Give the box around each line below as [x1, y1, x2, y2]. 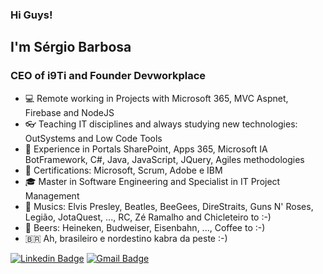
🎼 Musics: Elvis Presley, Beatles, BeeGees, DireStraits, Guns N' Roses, [24, 200, 314, 212]
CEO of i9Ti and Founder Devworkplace [10, 69, 207, 83]
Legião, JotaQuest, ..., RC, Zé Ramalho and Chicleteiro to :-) [24, 211, 272, 223]
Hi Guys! [10, 8, 53, 22]
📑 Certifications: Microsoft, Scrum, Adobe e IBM [24, 164, 223, 176]
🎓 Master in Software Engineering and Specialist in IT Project [24, 175, 281, 187]
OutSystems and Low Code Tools [24, 132, 163, 144]
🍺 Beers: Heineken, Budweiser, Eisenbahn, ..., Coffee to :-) [24, 221, 266, 233]
